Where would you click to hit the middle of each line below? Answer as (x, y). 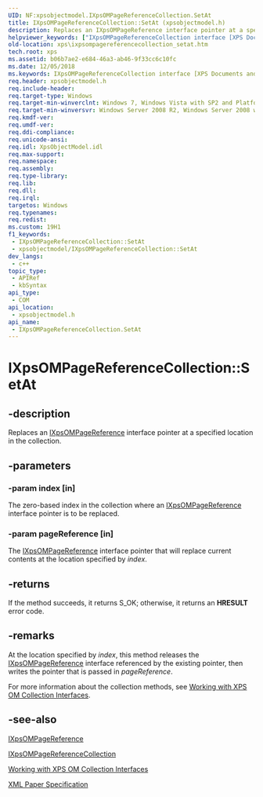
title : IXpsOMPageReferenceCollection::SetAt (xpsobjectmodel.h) (117, 23)
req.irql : (24, 198)
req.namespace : (33, 162)
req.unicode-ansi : (38, 139)
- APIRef (26, 278)
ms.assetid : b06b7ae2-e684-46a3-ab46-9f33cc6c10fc (92, 60)
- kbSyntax (29, 286)
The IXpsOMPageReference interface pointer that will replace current (120, 551)
